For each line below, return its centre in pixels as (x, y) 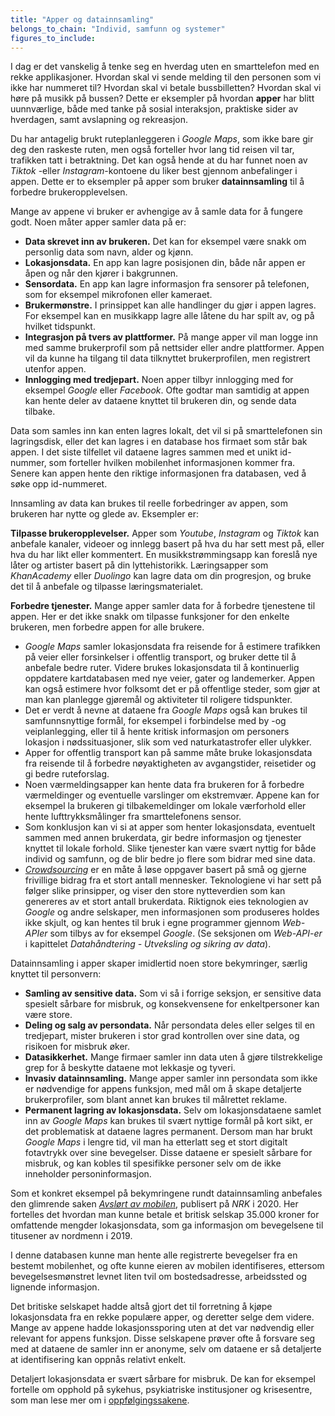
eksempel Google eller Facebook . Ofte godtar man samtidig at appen (167, 390)
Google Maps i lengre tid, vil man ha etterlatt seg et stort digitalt (156, 1142)
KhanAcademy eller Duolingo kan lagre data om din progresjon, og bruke (161, 576)
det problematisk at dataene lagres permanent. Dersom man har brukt (168, 1132)
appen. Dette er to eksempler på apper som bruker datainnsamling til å (157, 182)
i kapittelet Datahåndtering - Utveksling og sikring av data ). (148, 944)
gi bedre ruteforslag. (67, 774)
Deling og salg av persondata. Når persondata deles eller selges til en (170, 1025)
